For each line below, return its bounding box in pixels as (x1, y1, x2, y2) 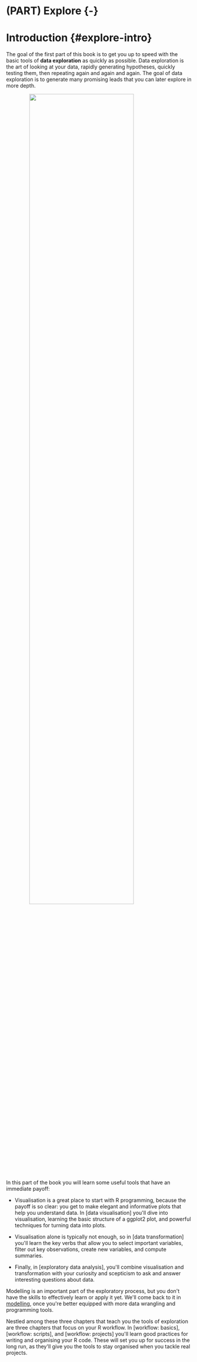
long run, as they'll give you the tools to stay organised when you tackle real (6, 1343, 191, 1350)
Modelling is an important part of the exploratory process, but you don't (6, 1288, 180, 1295)
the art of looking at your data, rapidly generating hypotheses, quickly (6, 63, 175, 70)
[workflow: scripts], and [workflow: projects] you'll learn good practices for (6, 1331, 188, 1338)
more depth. (6, 82, 36, 89)
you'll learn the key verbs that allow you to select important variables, (14, 1240, 183, 1247)
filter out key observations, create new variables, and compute (14, 1246, 166, 1253)
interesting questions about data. (14, 1276, 95, 1283)
